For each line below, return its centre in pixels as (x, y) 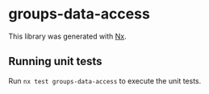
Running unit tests (55, 61)
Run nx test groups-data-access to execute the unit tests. (105, 80)
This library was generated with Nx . (67, 36)
